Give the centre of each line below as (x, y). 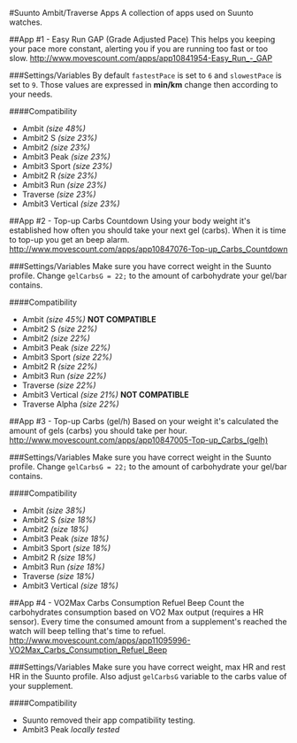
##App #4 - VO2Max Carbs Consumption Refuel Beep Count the (127, 603)
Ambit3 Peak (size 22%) (66, 348)
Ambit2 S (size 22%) (60, 329)
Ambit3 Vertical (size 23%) (71, 204)
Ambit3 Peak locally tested (71, 729)
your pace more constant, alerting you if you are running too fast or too (138, 49)
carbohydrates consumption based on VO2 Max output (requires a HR (137, 612)
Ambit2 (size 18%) (55, 529)
